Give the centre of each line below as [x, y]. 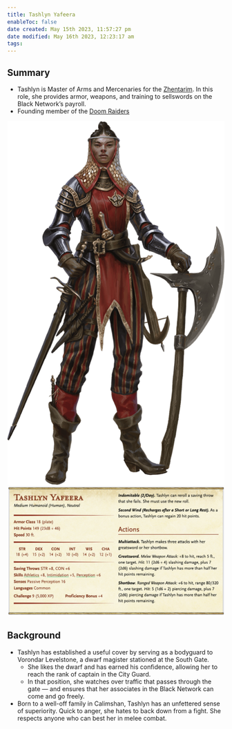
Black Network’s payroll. [51, 104]
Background [34, 635]
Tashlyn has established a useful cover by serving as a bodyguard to [115, 652]
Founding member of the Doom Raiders [73, 111]
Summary [29, 72]
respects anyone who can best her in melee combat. [92, 718]
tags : [15, 44]
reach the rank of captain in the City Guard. [89, 674]
